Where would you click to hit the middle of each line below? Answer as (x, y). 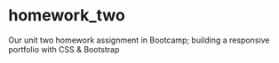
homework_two (67, 16)
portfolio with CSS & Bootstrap (64, 49)
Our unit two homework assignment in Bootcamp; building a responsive (139, 40)
